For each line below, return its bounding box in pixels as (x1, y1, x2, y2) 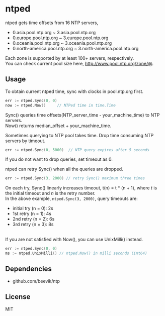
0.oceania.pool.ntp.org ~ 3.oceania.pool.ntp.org (12, 40, 112, 46)
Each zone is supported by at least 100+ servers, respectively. (5, 55, 134, 61)
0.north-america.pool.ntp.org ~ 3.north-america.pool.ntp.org (12, 45, 139, 51)
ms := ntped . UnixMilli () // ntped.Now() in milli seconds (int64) (5, 251, 147, 256)
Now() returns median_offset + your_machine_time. (5, 123, 112, 129)
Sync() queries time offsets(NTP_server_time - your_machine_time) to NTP (5, 112, 160, 118)
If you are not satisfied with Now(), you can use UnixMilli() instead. (5, 237, 143, 243)
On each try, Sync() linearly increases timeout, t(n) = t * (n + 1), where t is (5, 185, 157, 191)
